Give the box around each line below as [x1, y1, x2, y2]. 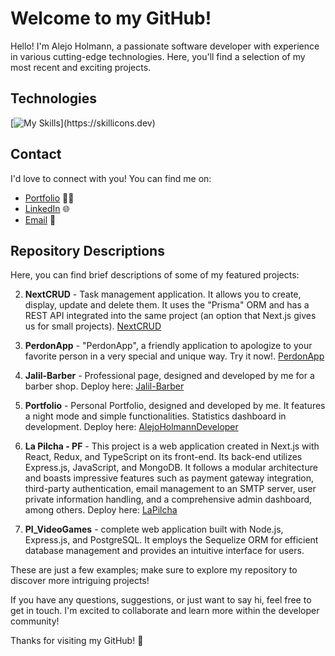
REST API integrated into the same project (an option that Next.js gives [24, 310, 317, 322]
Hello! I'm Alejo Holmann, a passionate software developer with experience [10, 40, 320, 52]
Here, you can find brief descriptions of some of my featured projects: [10, 269, 300, 281]
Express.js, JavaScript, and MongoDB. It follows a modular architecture [24, 462, 318, 474]
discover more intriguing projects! [10, 575, 150, 587]
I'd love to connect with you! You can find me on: [10, 172, 212, 184]
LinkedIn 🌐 [24, 202, 70, 214]
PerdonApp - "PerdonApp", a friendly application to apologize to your [24, 340, 313, 352]
